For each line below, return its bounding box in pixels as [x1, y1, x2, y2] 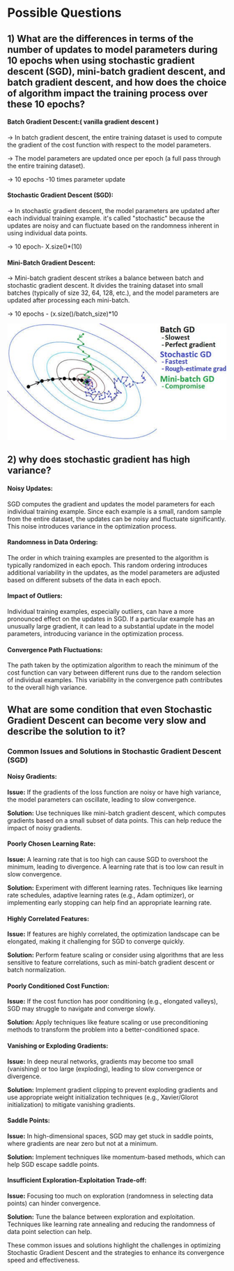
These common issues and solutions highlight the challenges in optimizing [7, 1241, 221, 1249]
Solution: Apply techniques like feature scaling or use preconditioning [7, 1018, 208, 1027]
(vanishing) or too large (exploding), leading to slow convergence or [7, 1064, 203, 1073]
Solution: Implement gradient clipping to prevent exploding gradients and [7, 1085, 218, 1094]
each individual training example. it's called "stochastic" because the [7, 214, 205, 222]
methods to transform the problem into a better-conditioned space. [7, 1025, 200, 1034]
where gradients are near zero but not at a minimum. [7, 1139, 158, 1147]
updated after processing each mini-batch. [7, 296, 130, 304]
